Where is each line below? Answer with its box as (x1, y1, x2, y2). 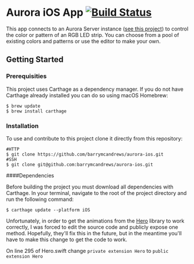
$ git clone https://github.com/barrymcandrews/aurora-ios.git (6, 151, 164, 157)
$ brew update (6, 103, 41, 109)
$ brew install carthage (6, 108, 67, 114)
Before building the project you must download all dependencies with (6, 183, 174, 190)
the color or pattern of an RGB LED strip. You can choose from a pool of (6, 31, 179, 38)
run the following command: (6, 196, 74, 203)
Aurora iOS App (6, 6, 84, 19)
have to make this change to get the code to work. (6, 236, 128, 243)
